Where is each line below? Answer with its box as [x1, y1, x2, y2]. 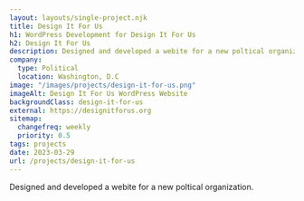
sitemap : [9, 114, 43, 123]
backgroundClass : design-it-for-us [9, 97, 144, 107]
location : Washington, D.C [17, 72, 119, 81]
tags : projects [9, 139, 67, 148]
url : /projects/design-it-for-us [9, 156, 136, 166]
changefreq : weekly [17, 123, 91, 132]
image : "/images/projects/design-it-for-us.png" [9, 81, 196, 90]
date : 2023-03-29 [9, 148, 75, 157]
